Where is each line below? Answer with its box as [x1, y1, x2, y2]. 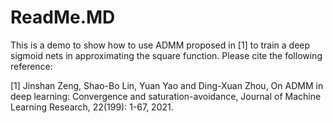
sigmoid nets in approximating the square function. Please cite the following [10, 49, 323, 61]
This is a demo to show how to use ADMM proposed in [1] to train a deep [10, 39, 311, 51]
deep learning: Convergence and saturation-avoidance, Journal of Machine [10, 90, 322, 102]
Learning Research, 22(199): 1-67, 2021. [10, 101, 174, 113]
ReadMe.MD [10, 6, 116, 29]
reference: [10, 60, 53, 72]
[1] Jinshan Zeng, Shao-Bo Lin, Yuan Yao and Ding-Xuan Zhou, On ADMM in [10, 79, 324, 91]
